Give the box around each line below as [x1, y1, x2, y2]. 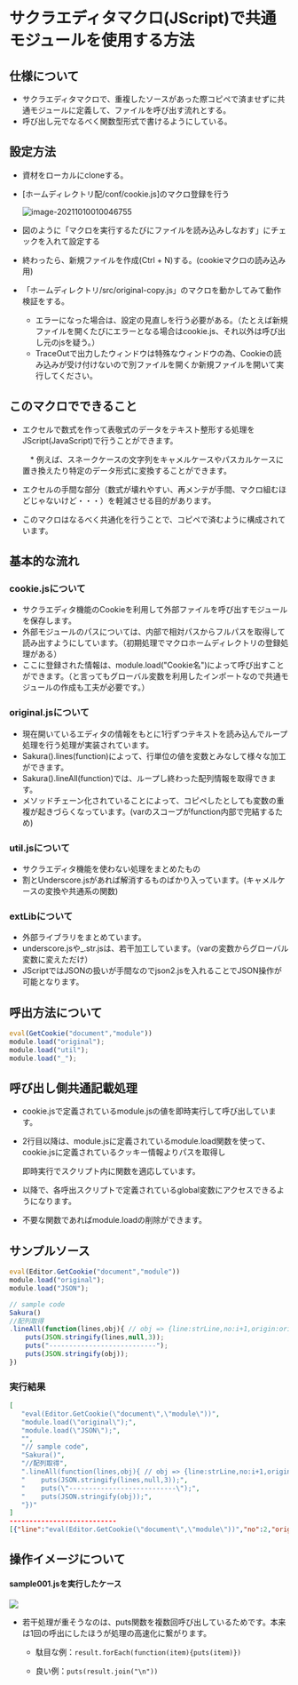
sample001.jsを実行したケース [9, 1578, 122, 1589]
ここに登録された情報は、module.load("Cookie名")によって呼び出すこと [21, 659, 285, 671]
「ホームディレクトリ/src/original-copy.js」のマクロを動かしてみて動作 [21, 284, 282, 295]
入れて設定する [45, 236, 100, 246]
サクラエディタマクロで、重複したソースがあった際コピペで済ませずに [21, 94, 278, 104]
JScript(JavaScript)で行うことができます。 [21, 435, 178, 445]
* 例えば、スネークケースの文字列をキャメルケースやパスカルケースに [29, 454, 284, 465]
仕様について [9, 68, 80, 84]
